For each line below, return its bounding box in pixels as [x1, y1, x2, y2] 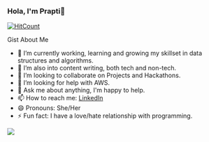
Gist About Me [7, 35, 49, 44]
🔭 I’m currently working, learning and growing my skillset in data [17, 49, 203, 58]
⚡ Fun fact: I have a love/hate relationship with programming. [17, 111, 193, 120]
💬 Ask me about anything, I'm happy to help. [17, 86, 145, 95]
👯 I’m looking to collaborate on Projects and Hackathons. [17, 71, 181, 79]
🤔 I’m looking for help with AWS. [17, 79, 110, 87]
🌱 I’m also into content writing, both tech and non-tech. [17, 64, 177, 72]
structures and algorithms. [17, 56, 94, 65]
